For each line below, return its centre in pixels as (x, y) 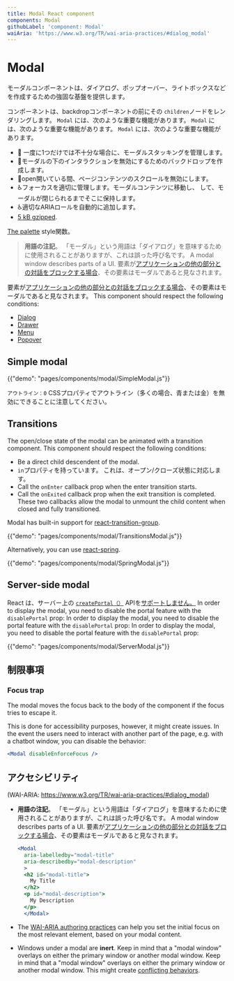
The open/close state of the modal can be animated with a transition (105, 441)
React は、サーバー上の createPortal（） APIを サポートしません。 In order (114, 603)
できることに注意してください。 (65, 401)
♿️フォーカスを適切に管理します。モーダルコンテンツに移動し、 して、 (117, 187)
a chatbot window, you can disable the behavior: (77, 742)
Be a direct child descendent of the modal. (78, 462)
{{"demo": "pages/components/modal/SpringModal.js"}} (88, 563)
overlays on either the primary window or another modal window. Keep (119, 955)
